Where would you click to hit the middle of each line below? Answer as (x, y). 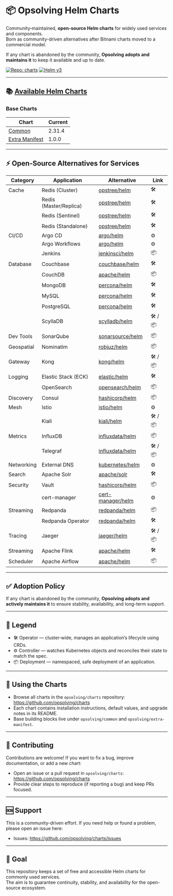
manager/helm (116, 501)
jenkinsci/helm (116, 253)
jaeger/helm (113, 536)
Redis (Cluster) (60, 190)
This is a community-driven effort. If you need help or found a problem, (81, 823)
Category (23, 180)
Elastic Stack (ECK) (65, 377)
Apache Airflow (60, 561)
